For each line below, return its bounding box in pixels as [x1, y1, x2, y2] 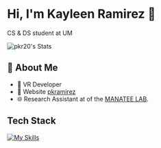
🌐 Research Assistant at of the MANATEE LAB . [16, 95, 149, 103]
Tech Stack [7, 115, 56, 127]
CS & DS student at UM [7, 29, 73, 37]
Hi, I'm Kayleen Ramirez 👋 [7, 6, 156, 22]
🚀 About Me [7, 62, 58, 74]
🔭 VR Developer [16, 80, 62, 88]
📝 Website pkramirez [16, 87, 76, 95]
